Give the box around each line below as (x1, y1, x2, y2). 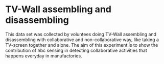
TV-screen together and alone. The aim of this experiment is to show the (5, 42, 158, 48)
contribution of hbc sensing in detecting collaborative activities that (5, 47, 147, 53)
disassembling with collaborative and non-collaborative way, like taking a (5, 37, 159, 43)
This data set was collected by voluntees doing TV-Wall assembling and (5, 31, 157, 37)
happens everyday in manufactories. (5, 52, 83, 59)
